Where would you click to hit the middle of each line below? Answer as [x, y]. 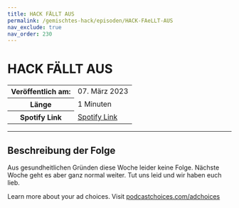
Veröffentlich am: [41, 92]
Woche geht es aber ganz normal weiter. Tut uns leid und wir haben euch [115, 175]
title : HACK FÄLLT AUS [41, 14]
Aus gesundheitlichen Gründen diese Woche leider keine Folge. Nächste [113, 167]
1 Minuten [95, 104]
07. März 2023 [103, 91]
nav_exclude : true [34, 27]
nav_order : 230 [30, 34]
